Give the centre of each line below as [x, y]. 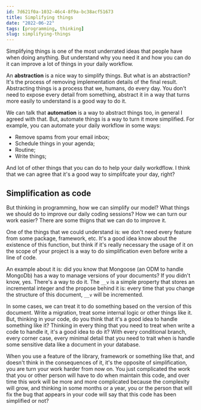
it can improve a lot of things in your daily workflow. [70, 64]
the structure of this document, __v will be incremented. [75, 294]
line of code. [22, 257]
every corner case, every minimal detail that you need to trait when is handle [100, 338]
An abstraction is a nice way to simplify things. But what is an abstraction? [98, 76]
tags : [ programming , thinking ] [45, 29]
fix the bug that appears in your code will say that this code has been [91, 394]
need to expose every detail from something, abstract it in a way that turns [98, 95]
